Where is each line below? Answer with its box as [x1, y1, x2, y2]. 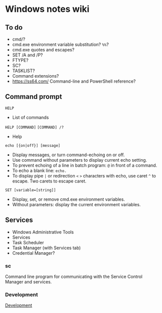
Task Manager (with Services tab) [12, 245, 81, 251]
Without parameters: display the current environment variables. [12, 201, 141, 207]
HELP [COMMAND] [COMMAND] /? [5, 125, 64, 130]
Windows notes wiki [5, 3, 90, 15]
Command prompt [5, 92, 63, 101]
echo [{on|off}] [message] [5, 143, 61, 148]
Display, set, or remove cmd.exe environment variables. [12, 196, 125, 202]
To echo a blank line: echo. [12, 167, 67, 174]
